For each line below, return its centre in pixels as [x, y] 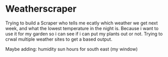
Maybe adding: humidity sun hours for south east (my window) [72, 49]
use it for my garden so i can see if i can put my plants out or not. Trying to [84, 34]
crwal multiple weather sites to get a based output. [59, 39]
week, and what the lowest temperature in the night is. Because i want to [82, 28]
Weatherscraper [41, 9]
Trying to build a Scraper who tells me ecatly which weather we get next [81, 23]
